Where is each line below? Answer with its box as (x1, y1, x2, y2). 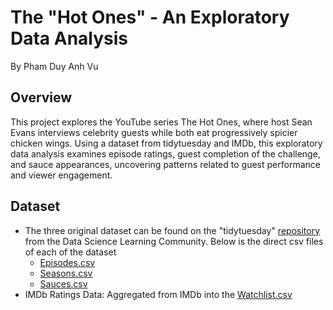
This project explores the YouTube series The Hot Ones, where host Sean (10, 116, 313, 128)
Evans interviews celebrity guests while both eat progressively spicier (10, 126, 298, 138)
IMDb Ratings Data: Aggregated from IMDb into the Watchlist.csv (24, 288, 293, 300)
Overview (10, 89, 73, 106)
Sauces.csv (39, 277, 88, 290)
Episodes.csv (39, 256, 96, 268)
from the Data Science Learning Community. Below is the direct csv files (24, 235, 324, 247)
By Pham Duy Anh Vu (10, 60, 99, 72)
